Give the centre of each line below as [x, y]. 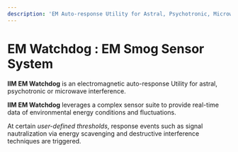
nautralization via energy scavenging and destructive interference [103, 133]
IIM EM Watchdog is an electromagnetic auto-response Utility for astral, [112, 83]
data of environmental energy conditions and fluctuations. [92, 112]
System [30, 64]
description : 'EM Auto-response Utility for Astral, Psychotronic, [109, 14]
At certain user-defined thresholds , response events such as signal [105, 126]
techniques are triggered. [44, 141]
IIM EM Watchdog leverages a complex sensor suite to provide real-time [113, 105]
